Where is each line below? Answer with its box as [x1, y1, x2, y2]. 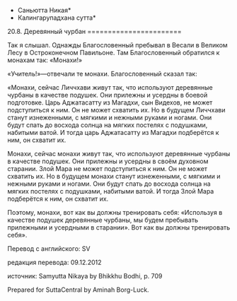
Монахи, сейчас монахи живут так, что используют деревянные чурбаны [7, 150, 231, 158]
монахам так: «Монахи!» [7, 56, 83, 64]
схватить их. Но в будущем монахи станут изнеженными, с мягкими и [7, 172, 221, 180]
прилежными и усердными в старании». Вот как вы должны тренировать [7, 223, 231, 232]
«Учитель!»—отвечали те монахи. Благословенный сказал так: [7, 70, 197, 78]
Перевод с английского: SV [7, 244, 91, 253]
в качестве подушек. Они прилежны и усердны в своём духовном [7, 157, 209, 165]
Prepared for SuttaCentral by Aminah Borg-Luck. [7, 285, 150, 294]
